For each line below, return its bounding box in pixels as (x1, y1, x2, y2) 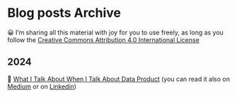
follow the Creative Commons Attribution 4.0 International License (7, 35, 200, 44)
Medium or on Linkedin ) (7, 82, 76, 91)
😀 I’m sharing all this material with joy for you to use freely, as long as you (7, 28, 224, 37)
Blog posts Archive (7, 5, 122, 21)
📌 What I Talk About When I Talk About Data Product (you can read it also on (7, 75, 230, 83)
